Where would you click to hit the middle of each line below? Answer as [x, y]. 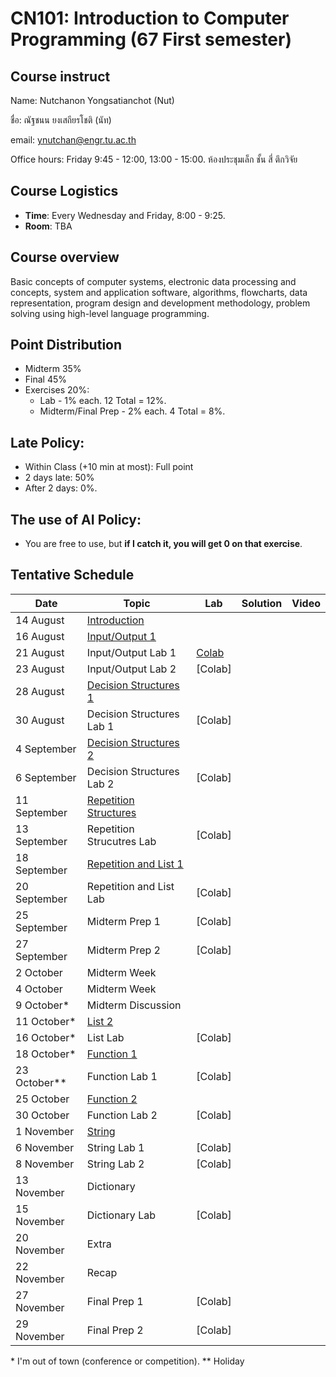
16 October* [46, 1037]
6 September [46, 777]
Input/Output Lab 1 [131, 652]
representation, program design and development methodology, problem [160, 303]
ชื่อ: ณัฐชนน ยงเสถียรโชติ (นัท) [61, 120]
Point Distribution [66, 345]
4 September [46, 749]
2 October [39, 972]
